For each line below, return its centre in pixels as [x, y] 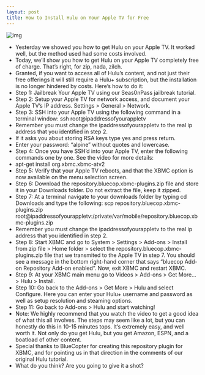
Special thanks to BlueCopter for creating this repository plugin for [99, 346]
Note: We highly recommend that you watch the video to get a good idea [107, 313]
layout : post [23, 12]
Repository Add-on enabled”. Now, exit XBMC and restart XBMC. [105, 268]
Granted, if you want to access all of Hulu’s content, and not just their [102, 73]
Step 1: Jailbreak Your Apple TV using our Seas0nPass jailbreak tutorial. [105, 92]
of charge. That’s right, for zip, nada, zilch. [69, 66]
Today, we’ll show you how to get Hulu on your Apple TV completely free [107, 60]
